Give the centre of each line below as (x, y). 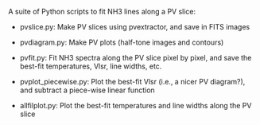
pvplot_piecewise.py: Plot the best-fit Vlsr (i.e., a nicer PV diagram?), (132, 82)
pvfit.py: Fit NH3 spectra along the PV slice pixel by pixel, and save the (136, 58)
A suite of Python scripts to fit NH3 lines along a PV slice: (102, 12)
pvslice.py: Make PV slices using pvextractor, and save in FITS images (135, 27)
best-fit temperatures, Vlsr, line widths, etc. (91, 66)
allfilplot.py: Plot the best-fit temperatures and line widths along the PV (136, 105)
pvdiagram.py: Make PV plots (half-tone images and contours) (122, 42)
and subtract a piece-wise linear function (87, 90)
